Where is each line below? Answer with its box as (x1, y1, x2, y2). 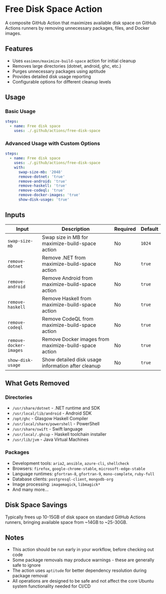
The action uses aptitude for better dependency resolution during (12, 567, 147, 574)
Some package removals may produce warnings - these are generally (12, 557, 155, 563)
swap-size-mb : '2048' (18, 170, 63, 174)
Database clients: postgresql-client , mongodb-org (12, 476, 114, 482)
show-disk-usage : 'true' (18, 197, 70, 202)
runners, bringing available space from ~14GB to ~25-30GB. (5, 519, 127, 525)
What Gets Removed (5, 379, 70, 387)
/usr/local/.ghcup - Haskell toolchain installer (12, 431, 107, 437)
